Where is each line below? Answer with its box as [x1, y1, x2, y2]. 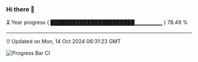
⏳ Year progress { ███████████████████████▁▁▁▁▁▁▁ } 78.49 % [6, 19, 189, 26]
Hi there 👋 [6, 5, 35, 13]
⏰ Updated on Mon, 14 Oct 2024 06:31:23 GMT [6, 38, 121, 45]
